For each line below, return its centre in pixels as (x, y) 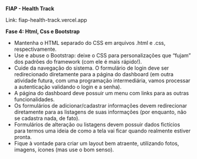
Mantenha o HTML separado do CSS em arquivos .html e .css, (90, 43)
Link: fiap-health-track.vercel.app (46, 20)
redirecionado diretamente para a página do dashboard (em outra (94, 74)
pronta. (23, 137)
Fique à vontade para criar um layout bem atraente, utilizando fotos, (96, 143)
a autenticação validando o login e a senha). (68, 87)
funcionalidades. (34, 99)
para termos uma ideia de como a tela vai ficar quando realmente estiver (102, 131)
